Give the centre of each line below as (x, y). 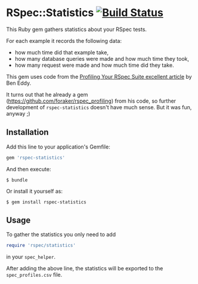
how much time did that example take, (62, 52)
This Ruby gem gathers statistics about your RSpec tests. (77, 29)
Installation (27, 132)
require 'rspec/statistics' (41, 246)
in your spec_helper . (31, 257)
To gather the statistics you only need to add (61, 234)
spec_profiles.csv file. (34, 275)
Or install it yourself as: (34, 191)
